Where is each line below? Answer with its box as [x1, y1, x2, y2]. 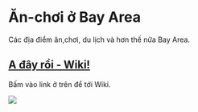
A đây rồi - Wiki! [8, 58, 91, 72]
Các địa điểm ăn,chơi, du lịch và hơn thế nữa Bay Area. [8, 35, 191, 44]
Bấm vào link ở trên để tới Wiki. [8, 79, 111, 89]
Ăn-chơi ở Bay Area [8, 8, 142, 27]
